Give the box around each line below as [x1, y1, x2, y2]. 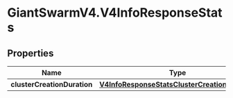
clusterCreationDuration [10, 80, 93, 89]
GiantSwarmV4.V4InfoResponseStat [7, 5, 223, 21]
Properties [7, 47, 54, 59]
